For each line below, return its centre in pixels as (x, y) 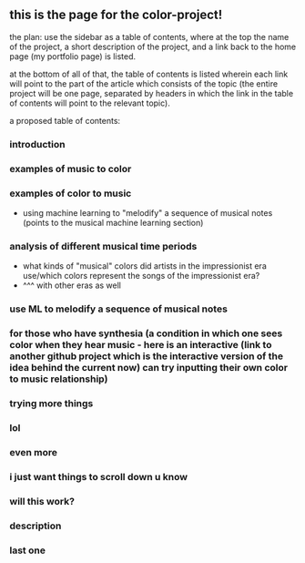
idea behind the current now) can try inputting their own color (149, 368)
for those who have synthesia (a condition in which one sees (146, 333)
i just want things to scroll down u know (99, 476)
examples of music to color (71, 169)
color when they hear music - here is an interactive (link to (141, 345)
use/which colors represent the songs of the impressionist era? (141, 276)
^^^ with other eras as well (71, 285)
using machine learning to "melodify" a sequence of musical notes (147, 212)
